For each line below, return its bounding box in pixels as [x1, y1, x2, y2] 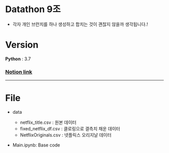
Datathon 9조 [5, 4, 61, 15]
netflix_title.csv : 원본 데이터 [20, 119, 76, 125]
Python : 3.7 [5, 55, 31, 62]
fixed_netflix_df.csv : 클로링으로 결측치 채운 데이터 [20, 126, 121, 132]
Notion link [5, 68, 33, 75]
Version [5, 39, 39, 51]
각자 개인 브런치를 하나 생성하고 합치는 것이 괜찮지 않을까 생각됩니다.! [12, 21, 148, 27]
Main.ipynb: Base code [12, 142, 60, 148]
